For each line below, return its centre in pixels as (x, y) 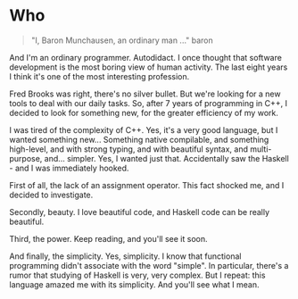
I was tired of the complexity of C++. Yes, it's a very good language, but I (144, 129)
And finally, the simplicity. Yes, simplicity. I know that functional (125, 256)
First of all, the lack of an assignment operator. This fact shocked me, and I (147, 185)
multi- (261, 149)
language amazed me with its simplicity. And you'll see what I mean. (134, 284)
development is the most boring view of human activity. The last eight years (149, 67)
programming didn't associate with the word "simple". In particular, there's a (149, 265)
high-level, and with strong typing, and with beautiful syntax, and (128, 149)
